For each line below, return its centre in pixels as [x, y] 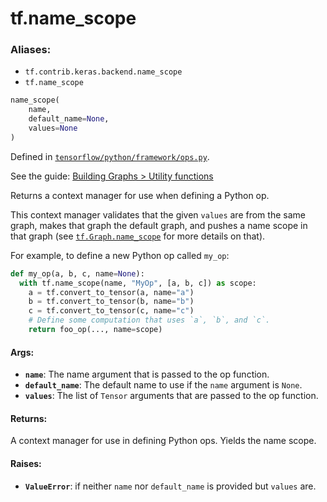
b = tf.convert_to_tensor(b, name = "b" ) [111, 302]
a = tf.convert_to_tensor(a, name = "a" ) [111, 292]
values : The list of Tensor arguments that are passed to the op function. [171, 396]
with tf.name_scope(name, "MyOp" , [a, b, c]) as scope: [138, 283]
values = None [53, 128]
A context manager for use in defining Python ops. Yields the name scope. [163, 441]
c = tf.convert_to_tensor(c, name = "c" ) [111, 311]
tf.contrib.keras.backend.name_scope [103, 72]
